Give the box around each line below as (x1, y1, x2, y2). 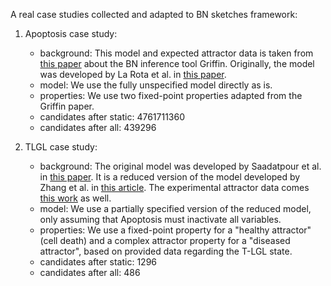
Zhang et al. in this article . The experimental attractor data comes (39, 182, 310, 193)
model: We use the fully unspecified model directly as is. (39, 79, 273, 91)
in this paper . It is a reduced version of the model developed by (39, 171, 301, 183)
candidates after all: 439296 (39, 122, 157, 133)
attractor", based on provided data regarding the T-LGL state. (39, 245, 293, 257)
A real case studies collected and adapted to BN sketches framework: (10, 9, 298, 20)
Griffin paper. (39, 100, 95, 112)
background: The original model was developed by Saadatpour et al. (39, 160, 322, 172)
